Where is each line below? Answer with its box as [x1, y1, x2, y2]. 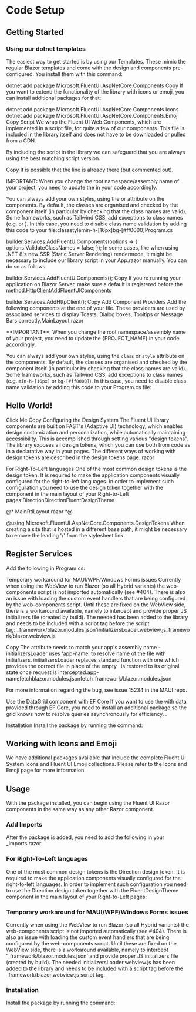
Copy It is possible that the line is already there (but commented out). [6, 166, 174, 173]
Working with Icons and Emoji [6, 738, 117, 748]
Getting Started [6, 27, 64, 37]
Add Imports [6, 821, 43, 829]
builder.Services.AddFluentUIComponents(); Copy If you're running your [6, 274, 181, 281]
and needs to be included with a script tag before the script [6, 619, 150, 627]
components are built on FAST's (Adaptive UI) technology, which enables [6, 422, 183, 430]
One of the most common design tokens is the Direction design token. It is [6, 868, 185, 875]
